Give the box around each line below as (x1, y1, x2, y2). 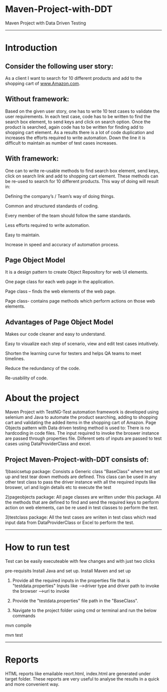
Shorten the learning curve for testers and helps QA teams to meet (5, 350, 142, 356)
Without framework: (5, 95, 70, 103)
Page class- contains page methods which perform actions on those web (5, 298, 156, 304)
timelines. (5, 355, 25, 362)
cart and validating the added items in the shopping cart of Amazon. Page (5, 420, 157, 426)
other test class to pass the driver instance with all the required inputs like (5, 479, 157, 485)
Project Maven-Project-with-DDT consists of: (5, 455, 149, 464)
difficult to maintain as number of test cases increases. (5, 140, 118, 146)
